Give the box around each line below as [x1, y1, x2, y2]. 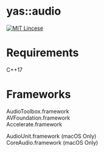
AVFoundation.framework [6, 114, 71, 121]
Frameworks [6, 87, 71, 101]
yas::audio [6, 4, 61, 18]
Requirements [6, 46, 79, 60]
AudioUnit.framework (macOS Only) [6, 132, 97, 140]
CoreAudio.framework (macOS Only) [6, 139, 99, 146]
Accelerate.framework [6, 120, 63, 128]
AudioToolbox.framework [6, 107, 69, 115]
